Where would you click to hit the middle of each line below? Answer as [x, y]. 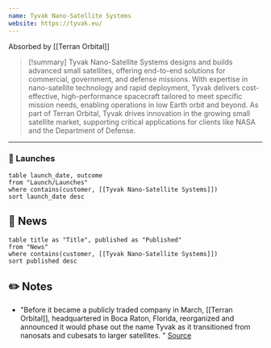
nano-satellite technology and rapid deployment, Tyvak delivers [134, 87]
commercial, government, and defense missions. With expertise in [138, 79]
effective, [44, 96]
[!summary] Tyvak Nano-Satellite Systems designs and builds [130, 62]
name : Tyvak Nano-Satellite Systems [70, 16]
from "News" [28, 246]
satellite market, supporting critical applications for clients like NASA [142, 122]
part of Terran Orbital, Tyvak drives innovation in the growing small [139, 113]
